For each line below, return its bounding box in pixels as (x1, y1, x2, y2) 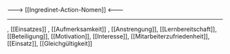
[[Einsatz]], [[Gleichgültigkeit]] (7, 40, 92, 47)
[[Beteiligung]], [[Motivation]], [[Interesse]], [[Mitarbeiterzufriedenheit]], (7, 32, 210, 40)
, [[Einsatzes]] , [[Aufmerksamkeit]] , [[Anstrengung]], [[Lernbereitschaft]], (7, 25, 217, 33)
